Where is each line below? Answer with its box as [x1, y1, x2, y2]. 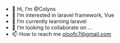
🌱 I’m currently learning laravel [11, 18, 87, 24]
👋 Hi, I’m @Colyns [11, 6, 56, 12]
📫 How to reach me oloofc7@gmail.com [11, 31, 112, 37]
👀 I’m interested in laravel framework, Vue [11, 12, 115, 19]
